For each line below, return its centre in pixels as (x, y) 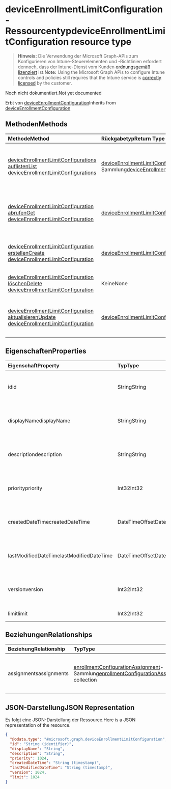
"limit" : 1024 (25, 777)
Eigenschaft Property (34, 365)
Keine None (115, 283)
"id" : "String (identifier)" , (42, 744)
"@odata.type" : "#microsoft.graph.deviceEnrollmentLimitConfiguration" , (89, 740)
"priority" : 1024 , (30, 758)
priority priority (25, 488)
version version (25, 589)
